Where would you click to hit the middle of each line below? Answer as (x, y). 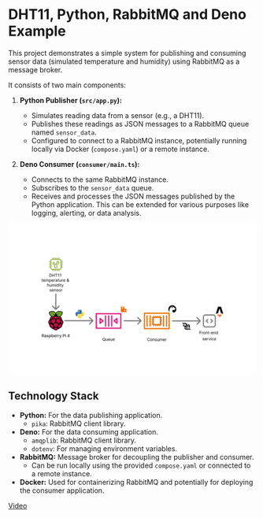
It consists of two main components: (67, 85)
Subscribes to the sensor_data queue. (93, 187)
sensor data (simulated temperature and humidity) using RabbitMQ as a (124, 61)
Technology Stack (54, 396)
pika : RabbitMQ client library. (78, 424)
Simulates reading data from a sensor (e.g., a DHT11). (118, 115)
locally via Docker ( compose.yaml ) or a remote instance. (120, 149)
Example (37, 31)
